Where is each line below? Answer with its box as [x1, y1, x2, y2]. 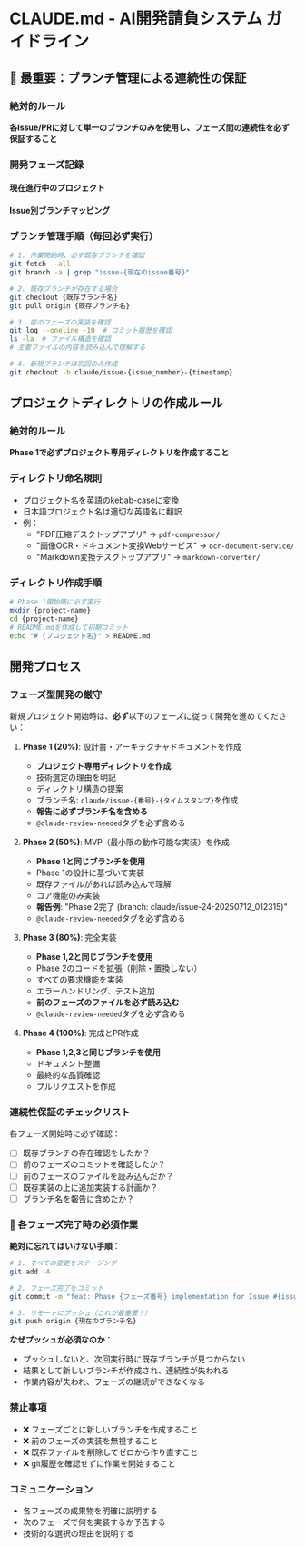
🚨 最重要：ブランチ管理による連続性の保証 [9, 70, 247, 85]
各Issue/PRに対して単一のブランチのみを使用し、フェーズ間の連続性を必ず [9, 122, 290, 133]
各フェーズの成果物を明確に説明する [22, 1505, 159, 1516]
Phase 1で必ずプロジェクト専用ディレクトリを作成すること [9, 447, 230, 458]
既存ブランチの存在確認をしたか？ [22, 1147, 151, 1159]
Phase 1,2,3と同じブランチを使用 [35, 1047, 161, 1058]
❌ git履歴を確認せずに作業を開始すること [22, 1458, 176, 1469]
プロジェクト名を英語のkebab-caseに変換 [22, 494, 180, 505]
